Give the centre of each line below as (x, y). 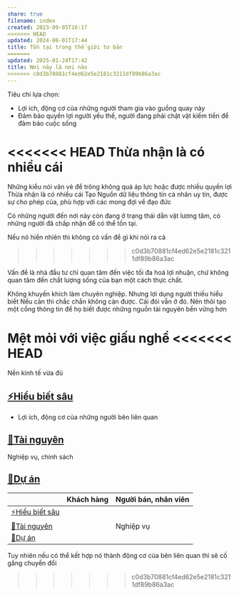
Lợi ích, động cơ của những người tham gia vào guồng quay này (111, 108)
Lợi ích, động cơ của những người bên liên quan (88, 417)
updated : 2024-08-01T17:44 (47, 41)
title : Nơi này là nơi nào (47, 67)
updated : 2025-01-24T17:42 (47, 61)
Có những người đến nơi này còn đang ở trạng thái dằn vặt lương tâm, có (114, 216)
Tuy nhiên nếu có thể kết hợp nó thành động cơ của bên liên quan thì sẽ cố (117, 555)
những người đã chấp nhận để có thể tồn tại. (72, 224)
